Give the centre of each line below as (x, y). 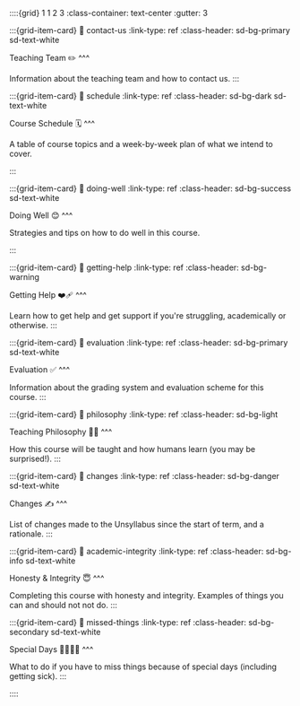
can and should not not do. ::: (64, 605)
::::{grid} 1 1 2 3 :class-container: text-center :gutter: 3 (109, 13)
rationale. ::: (31, 534)
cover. (21, 153)
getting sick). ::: (38, 676)
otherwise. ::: (34, 325)
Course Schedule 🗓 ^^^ (52, 123)
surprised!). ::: (35, 458)
